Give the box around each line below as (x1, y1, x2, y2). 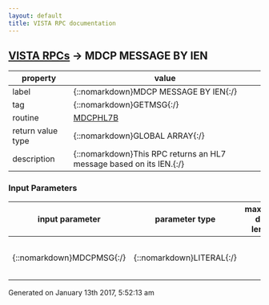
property (21, 73, 57, 84)
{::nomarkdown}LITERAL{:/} (133, 252, 238, 263)
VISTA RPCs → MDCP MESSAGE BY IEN (8, 49, 208, 63)
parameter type (155, 213, 216, 225)
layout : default (8, 11, 62, 20)
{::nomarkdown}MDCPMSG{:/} (12, 252, 126, 263)
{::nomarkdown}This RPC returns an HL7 (73, 148, 227, 160)
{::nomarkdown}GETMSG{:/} (73, 100, 179, 111)
